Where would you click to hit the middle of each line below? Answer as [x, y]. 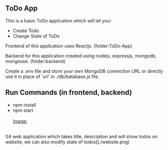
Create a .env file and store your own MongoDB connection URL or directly [84, 71]
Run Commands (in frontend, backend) [69, 93]
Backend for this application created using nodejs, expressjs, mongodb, [81, 56]
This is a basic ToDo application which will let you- [59, 20]
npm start [23, 110]
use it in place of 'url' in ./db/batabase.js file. [52, 77]
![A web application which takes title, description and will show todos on [81, 136]
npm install [24, 105]
